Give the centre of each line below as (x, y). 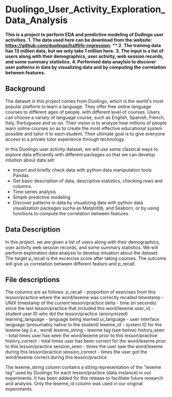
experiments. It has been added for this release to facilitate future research (84, 378)
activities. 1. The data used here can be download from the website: (79, 40)
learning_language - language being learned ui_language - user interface (82, 319)
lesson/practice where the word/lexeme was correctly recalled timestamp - (84, 298)
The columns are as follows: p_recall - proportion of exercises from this (81, 292)
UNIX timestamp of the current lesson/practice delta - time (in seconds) (81, 303)
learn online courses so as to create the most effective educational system (84, 128)
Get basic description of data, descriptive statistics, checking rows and (88, 181)
